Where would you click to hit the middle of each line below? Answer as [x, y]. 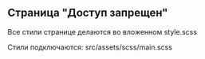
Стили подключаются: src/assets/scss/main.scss [90, 47]
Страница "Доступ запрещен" [88, 13]
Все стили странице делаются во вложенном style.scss [102, 31]
